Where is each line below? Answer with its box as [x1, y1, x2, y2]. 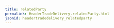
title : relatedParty [5, 7, 47, 12]
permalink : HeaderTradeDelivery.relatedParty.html [5, 11, 110, 16]
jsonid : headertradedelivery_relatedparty [5, 16, 92, 20]
